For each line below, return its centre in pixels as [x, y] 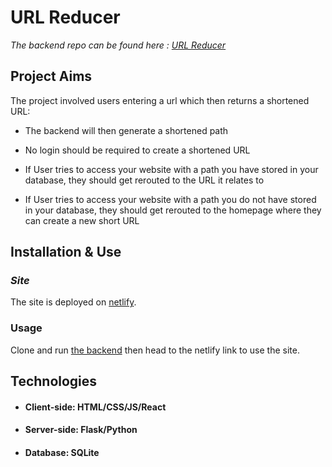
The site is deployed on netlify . [73, 302]
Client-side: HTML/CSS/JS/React [95, 407]
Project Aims [51, 76]
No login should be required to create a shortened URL [137, 150]
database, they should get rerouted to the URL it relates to [144, 180]
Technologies [54, 381]
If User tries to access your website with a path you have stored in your [171, 169]
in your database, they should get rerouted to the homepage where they [173, 210]
